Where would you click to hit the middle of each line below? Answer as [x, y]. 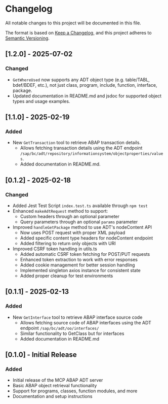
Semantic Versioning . [27, 38]
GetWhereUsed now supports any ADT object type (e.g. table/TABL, [81, 80]
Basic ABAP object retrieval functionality [55, 386]
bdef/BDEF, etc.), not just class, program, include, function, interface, [85, 85]
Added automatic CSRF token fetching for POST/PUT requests [85, 254]
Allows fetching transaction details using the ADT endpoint [81, 148]
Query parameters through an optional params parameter [79, 222]
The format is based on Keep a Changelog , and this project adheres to [78, 32]
